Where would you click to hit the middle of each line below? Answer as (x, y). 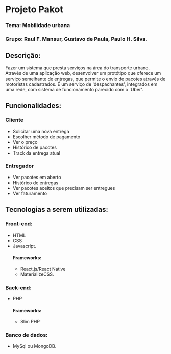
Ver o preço (25, 142)
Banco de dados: (27, 335)
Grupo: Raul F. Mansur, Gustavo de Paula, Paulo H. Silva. (77, 39)
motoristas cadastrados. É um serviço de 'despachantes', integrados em (81, 84)
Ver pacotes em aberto (37, 177)
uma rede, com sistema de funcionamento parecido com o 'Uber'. (75, 89)
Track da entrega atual (36, 153)
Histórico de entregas (35, 183)
